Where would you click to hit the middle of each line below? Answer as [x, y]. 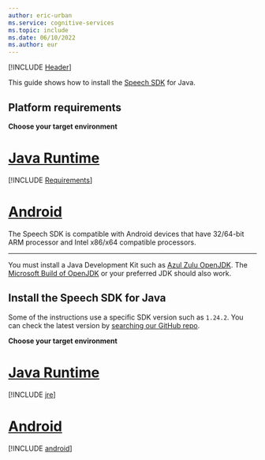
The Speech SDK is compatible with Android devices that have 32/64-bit [126, 234]
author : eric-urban [40, 15]
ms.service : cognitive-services [61, 23]
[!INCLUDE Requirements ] [50, 180]
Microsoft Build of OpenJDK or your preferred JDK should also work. [120, 273]
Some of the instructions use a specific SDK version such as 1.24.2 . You [126, 317]
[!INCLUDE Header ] [40, 67]
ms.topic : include [38, 30]
